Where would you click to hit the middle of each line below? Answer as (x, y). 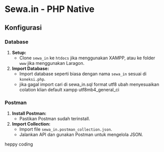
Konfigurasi (23, 28)
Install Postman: (29, 114)
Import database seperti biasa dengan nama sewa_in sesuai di (83, 74)
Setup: (19, 52)
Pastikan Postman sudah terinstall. (55, 119)
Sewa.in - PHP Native (50, 9)
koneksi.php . (32, 79)
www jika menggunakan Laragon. (52, 63)
